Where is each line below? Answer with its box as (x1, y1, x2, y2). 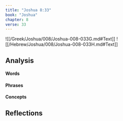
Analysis (5, 56, 34, 65)
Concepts (5, 94, 27, 100)
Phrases (5, 82, 24, 88)
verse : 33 (5, 22, 27, 27)
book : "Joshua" (5, 12, 38, 17)
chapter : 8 (5, 17, 29, 22)
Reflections (5, 109, 43, 117)
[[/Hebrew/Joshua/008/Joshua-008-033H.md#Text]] (5, 42, 118, 48)
